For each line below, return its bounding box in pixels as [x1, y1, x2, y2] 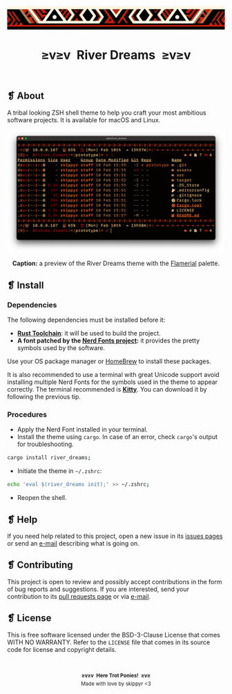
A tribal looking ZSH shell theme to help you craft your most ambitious [7, 108, 206, 117]
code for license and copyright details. [7, 645, 117, 653]
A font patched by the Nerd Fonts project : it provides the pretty [17, 336, 200, 345]
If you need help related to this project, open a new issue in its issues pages [7, 532, 223, 540]
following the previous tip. [7, 393, 81, 401]
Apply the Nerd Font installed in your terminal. [17, 425, 148, 434]
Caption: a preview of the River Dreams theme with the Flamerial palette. [12, 259, 220, 268]
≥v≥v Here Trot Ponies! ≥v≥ [81, 672, 151, 679]
